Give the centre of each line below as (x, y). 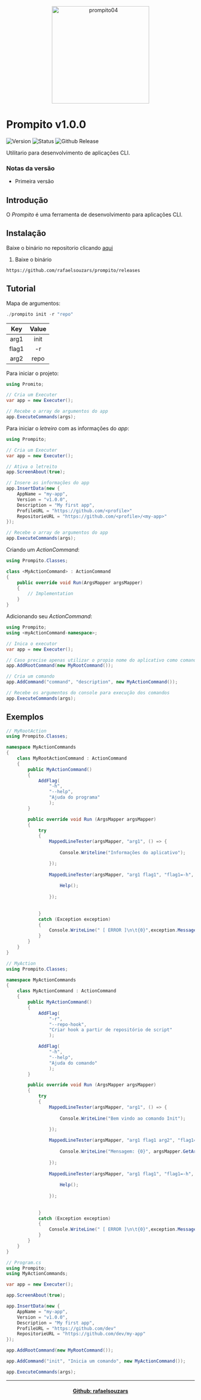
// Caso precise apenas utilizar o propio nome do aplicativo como (92, 660)
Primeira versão (34, 182)
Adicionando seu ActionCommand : (49, 616)
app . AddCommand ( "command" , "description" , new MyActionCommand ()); (92, 682)
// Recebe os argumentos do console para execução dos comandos (88, 693)
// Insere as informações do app (48, 483)
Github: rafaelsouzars (100, 1391)
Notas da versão (31, 168)
